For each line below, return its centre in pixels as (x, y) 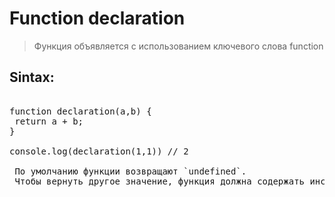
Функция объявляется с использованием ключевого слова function (178, 46)
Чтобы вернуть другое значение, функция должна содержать (160, 181)
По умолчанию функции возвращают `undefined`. (130, 171)
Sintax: (32, 77)
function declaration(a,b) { (80, 111)
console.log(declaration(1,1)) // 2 (99, 151)
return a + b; (49, 121)
